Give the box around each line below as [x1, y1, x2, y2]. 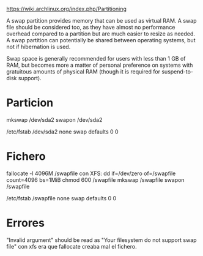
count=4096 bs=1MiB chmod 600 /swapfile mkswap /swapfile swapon [6, 176, 185, 183]
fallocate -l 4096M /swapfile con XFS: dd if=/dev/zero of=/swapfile [6, 170, 176, 177]
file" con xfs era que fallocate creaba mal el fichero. [6, 243, 137, 250]
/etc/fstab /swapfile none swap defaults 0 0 [6, 194, 117, 201]
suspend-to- [161, 68, 194, 75]
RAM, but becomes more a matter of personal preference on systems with [6, 61, 193, 69]
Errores [6, 216, 45, 230]
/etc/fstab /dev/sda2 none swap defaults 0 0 [6, 128, 119, 135]
